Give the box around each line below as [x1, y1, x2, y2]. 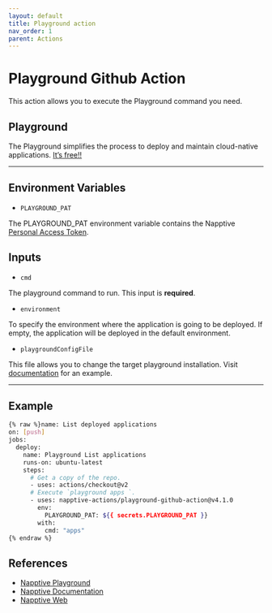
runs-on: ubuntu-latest [23, 458, 104, 467]
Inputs [8, 251, 42, 265]
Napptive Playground [19, 578, 91, 588]
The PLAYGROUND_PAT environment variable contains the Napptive [8, 218, 236, 228]
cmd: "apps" [44, 526, 85, 534]
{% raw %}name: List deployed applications [8, 421, 158, 429]
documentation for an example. [8, 368, 113, 378]
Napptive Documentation [19, 586, 104, 597]
